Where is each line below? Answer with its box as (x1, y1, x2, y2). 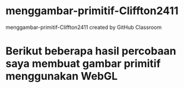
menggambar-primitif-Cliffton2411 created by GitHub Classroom (5, 24, 162, 31)
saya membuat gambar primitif (5, 57, 161, 70)
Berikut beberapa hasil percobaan (5, 44, 176, 58)
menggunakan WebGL (5, 70, 118, 83)
